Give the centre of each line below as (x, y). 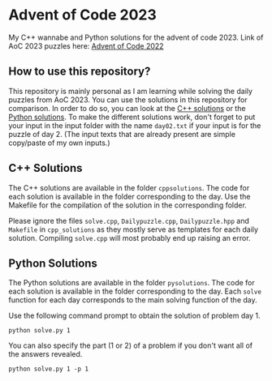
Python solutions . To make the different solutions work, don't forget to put (132, 117)
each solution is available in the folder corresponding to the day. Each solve (135, 291)
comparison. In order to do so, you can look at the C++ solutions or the (127, 108)
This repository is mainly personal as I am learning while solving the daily (131, 91)
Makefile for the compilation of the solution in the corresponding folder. (128, 205)
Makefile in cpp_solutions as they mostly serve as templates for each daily (133, 229)
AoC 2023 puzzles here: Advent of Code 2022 (86, 45)
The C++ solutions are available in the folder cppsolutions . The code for (129, 187)
